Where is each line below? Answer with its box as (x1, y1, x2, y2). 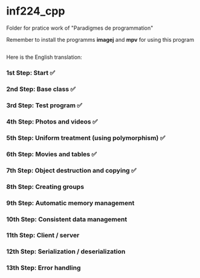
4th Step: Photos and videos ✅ (6, 117, 98, 126)
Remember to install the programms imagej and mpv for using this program (6, 36, 195, 43)
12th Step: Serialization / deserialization (6, 247, 126, 256)
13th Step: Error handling (6, 263, 81, 272)
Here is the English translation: (6, 53, 83, 61)
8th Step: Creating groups (6, 182, 85, 191)
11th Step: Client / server (6, 231, 80, 240)
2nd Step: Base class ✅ (6, 85, 76, 93)
